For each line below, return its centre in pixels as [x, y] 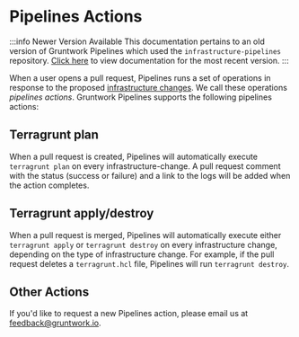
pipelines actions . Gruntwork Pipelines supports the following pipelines [141, 97]
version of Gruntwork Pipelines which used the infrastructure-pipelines [145, 50]
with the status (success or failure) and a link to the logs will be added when [150, 175]
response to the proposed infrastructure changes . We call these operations [148, 87]
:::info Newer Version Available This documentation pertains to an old [137, 41]
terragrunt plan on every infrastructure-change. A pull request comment [145, 166]
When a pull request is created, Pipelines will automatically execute [134, 156]
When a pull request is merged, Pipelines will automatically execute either [145, 235]
